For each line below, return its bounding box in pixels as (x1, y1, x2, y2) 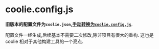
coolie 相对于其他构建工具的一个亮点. (5, 38, 83, 44)
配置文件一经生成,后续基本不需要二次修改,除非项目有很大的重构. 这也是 (5, 32, 154, 38)
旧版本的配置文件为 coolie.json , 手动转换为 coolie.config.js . (5, 21, 133, 27)
